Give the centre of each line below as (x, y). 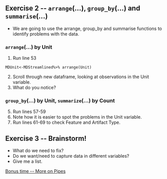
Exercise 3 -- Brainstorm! (46, 138)
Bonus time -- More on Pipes (36, 171)
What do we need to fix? (38, 151)
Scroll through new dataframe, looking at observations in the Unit (81, 77)
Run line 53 (24, 58)
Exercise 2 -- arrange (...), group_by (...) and (73, 8)
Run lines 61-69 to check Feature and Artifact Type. (66, 122)
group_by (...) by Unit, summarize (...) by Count (60, 101)
